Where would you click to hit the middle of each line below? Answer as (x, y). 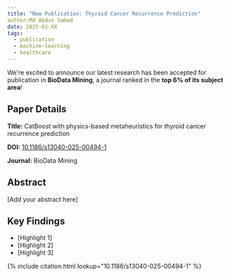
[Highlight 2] (35, 246)
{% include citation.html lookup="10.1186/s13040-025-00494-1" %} (105, 267)
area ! (15, 87)
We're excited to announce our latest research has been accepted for (107, 72)
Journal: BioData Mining (43, 160)
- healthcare (32, 53)
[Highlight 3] (35, 253)
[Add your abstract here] (43, 199)
